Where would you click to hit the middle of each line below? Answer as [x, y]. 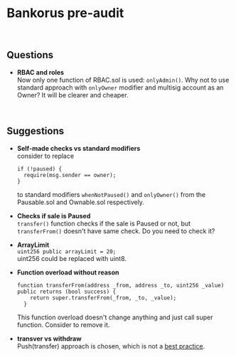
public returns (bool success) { [66, 292]
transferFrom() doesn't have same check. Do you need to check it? [116, 231]
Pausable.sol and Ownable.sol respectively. [81, 202]
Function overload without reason [68, 272]
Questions [30, 55]
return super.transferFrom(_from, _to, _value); [103, 298]
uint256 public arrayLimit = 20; [66, 251]
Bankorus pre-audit [65, 13]
